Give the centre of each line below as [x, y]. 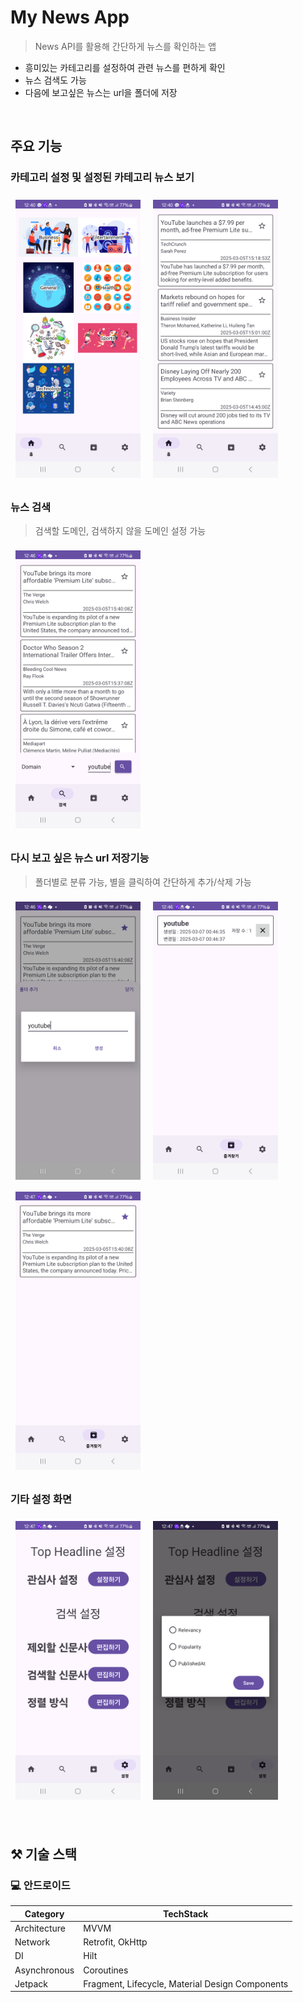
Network [32, 1942]
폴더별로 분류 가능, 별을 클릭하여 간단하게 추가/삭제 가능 [143, 882]
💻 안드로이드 [40, 1885]
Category [44, 1913]
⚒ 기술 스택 [44, 1854]
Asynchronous [44, 1970]
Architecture [40, 1928]
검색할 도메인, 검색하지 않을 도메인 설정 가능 [120, 531]
